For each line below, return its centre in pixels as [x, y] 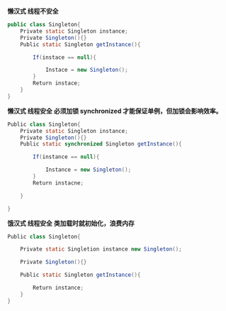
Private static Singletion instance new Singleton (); [101, 249]
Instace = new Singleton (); [87, 70]
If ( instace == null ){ [65, 57]
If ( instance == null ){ [66, 157]
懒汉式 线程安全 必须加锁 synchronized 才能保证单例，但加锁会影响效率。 [115, 111]
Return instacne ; [58, 183]
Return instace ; [57, 83]
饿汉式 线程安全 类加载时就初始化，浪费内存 [71, 223]
